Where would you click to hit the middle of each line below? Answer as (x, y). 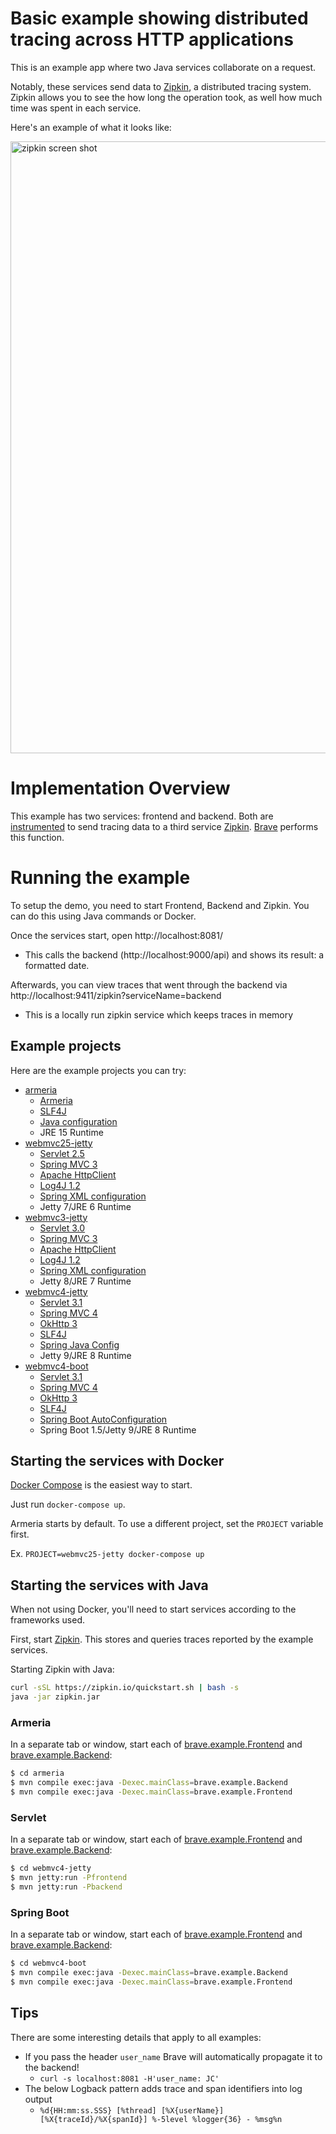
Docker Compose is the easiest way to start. (101, 1485)
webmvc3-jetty (56, 1217)
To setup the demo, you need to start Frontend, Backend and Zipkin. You (160, 905)
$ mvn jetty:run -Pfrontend (69, 1878)
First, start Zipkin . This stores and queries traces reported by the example (162, 1639)
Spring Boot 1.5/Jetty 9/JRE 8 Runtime (118, 1429)
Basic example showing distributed (159, 18)
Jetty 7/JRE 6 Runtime (85, 1206)
